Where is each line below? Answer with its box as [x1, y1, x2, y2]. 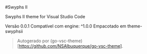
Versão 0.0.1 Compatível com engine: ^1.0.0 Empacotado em [5, 23, 126, 29]
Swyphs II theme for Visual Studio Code [5, 14, 86, 19]
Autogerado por [17, 38, 49, 44]
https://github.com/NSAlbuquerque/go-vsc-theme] [19, 43, 122, 49]
